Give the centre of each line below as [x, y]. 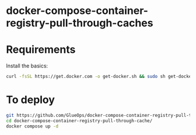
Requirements [41, 50]
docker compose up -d [32, 126]
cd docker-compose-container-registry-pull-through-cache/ [79, 120]
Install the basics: [27, 66]
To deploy [31, 100]
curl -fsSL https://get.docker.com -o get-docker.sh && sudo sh [86, 77]
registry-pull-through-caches [80, 23]
